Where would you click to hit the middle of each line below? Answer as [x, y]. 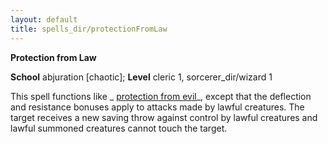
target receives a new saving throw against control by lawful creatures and [164, 117]
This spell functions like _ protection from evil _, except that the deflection [161, 96]
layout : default [44, 19]
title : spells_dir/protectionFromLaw [89, 29]
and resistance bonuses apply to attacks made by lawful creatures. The [157, 107]
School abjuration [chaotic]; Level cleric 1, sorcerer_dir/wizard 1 [141, 77]
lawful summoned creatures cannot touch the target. [119, 128]
